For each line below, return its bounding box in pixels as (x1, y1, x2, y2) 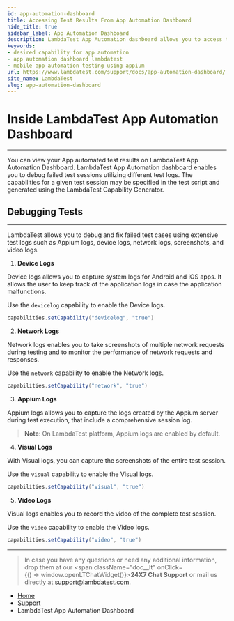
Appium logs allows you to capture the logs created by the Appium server (7, 408, 219, 417)
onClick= (157, 562, 183, 572)
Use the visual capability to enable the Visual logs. (7, 470, 154, 478)
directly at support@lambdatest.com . (24, 578, 131, 586)
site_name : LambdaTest (7, 75, 73, 82)
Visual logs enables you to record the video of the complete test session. (7, 509, 217, 518)
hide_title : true (7, 23, 58, 30)
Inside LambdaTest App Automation (7, 112, 219, 128)
